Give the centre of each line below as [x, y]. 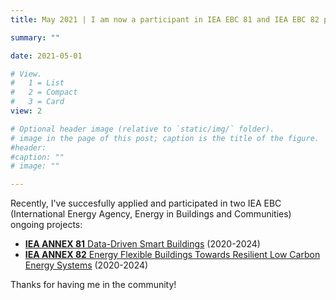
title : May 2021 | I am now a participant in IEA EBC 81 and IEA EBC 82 [165, 19]
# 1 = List [37, 83]
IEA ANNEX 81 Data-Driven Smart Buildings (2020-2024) [142, 244]
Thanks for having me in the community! [93, 285]
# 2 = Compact [44, 92]
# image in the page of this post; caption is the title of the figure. [165, 138]
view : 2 [26, 111]
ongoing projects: [46, 225]
